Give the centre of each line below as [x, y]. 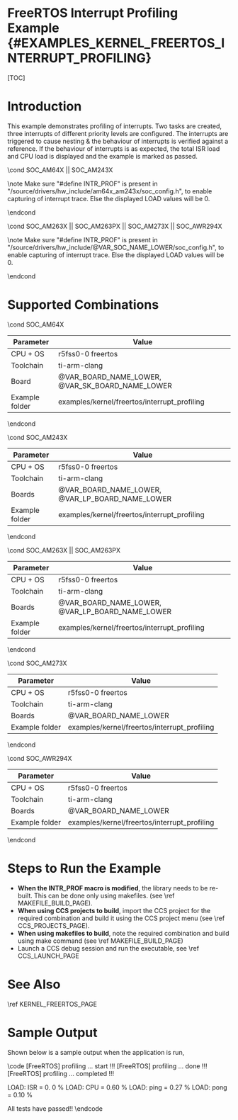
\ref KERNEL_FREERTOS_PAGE [52, 1004]
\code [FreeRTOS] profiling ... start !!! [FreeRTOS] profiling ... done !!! [107, 1066]
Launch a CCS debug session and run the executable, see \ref [108, 948]
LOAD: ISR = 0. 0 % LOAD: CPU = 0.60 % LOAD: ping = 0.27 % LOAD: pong [118, 1087]
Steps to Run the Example [84, 869]
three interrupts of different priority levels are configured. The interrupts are [118, 133]
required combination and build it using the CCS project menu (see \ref [121, 918]
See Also [34, 984]
